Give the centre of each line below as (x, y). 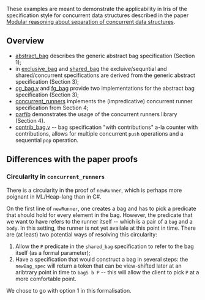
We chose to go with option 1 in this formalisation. (69, 290)
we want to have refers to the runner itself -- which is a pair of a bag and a (99, 221)
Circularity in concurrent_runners (56, 177)
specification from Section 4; (52, 108)
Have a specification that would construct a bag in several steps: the (102, 259)
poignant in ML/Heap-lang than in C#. (54, 196)
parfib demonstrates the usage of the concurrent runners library (96, 114)
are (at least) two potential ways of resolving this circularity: (82, 234)
